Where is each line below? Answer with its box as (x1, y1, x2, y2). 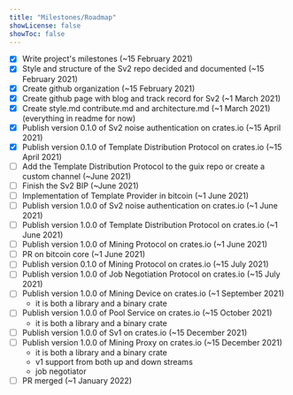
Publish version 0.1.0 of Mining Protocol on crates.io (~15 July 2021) (21, 259, 269, 270)
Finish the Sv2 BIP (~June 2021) (21, 180, 139, 191)
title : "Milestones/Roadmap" (9, 12, 117, 22)
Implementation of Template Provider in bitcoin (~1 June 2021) (21, 190, 250, 201)
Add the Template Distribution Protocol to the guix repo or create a (21, 161, 266, 171)
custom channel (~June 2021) (21, 171, 131, 181)
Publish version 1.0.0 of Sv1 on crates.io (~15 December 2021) (21, 327, 248, 338)
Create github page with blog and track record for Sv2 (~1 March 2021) (21, 93, 281, 103)
